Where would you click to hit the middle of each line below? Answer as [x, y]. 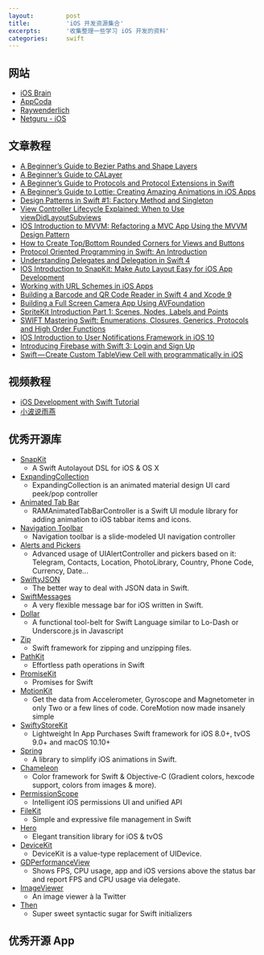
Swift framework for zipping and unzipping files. [111, 648]
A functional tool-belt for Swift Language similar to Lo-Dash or [135, 622]
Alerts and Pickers [50, 544]
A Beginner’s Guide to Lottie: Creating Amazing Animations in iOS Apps [138, 191]
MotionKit [36, 690]
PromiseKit [38, 674]
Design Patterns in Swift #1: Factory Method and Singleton [116, 200]
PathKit [32, 656]
